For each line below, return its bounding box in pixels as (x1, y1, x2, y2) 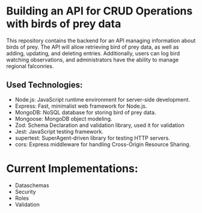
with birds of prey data (6, 17, 121, 31)
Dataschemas (14, 182, 49, 189)
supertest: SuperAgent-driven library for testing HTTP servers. (14, 134, 170, 141)
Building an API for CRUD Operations (6, 4, 193, 18)
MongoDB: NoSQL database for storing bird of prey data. (14, 108, 156, 116)
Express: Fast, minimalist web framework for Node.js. (14, 102, 147, 110)
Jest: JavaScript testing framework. (14, 128, 104, 135)
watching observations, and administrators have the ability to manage (6, 56, 179, 63)
